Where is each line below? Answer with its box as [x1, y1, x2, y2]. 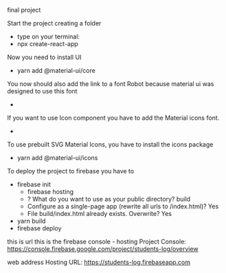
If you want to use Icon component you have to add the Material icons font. [7, 113, 220, 122]
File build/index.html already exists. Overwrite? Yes [27, 210, 172, 217]
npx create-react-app [16, 40, 79, 47]
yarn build [16, 217, 46, 225]
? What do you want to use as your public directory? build [27, 195, 191, 203]
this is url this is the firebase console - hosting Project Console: [7, 237, 187, 245]
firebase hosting [27, 188, 74, 195]
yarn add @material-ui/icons [16, 154, 98, 162]
